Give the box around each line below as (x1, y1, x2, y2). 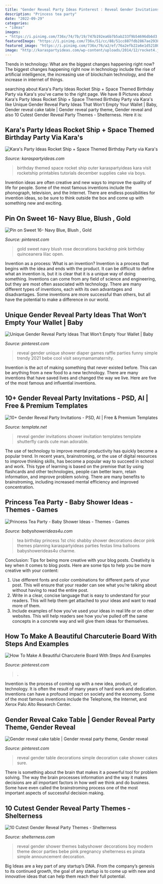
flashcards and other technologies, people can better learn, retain (5, 468, 137, 474)
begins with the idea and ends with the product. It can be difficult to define (5, 266, 154, 272)
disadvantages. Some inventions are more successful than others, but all (5, 292, 150, 298)
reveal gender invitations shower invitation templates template (16, 433, 142, 439)
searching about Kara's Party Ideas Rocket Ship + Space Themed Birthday (5, 86, 154, 92)
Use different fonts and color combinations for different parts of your (12, 577, 149, 583)
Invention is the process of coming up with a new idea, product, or (5, 681, 138, 687)
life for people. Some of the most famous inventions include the (5, 185, 132, 191)
